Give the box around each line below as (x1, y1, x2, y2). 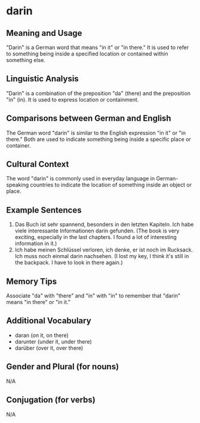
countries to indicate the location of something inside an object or (29, 181, 192, 189)
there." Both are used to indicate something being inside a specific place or (6, 136, 191, 143)
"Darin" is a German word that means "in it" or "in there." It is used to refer (6, 44, 189, 51)
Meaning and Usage (6, 28, 82, 38)
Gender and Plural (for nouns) (6, 361, 119, 372)
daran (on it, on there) (14, 332, 69, 339)
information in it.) (14, 240, 57, 247)
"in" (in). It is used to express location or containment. (6, 96, 139, 103)
